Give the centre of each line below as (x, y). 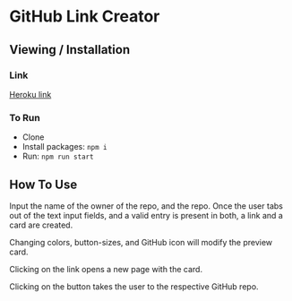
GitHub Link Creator (85, 17)
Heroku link (30, 94)
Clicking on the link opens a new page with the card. (106, 269)
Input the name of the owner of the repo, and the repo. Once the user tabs (146, 206)
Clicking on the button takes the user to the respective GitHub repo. (134, 286)
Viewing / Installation (70, 50)
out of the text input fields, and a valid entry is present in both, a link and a (146, 215)
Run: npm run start (58, 156)
